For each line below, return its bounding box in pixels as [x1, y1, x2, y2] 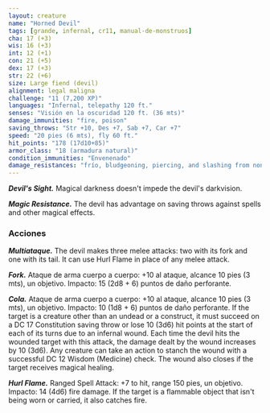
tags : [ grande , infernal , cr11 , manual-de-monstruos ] [8, 27, 193, 35]
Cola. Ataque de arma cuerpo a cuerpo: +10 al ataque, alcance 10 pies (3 [8, 295, 252, 304]
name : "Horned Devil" [8, 19, 81, 27]
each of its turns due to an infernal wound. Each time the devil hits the [8, 328, 240, 338]
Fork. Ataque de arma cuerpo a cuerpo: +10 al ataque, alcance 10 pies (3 [8, 271, 251, 280]
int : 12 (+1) [8, 49, 52, 57]
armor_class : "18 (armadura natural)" [8, 147, 138, 155]
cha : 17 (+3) [8, 34, 52, 43]
